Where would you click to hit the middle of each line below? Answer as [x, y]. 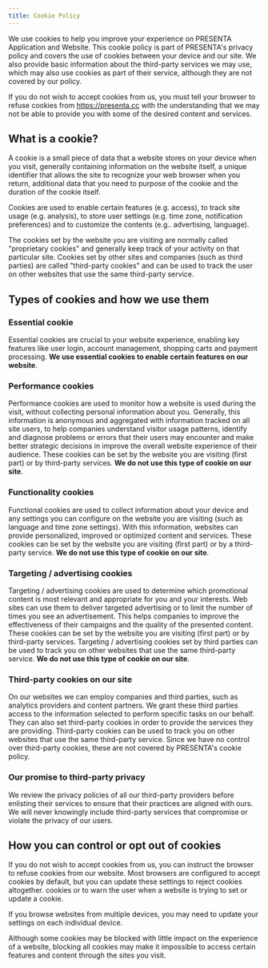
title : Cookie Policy [44, 16]
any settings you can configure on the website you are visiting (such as [126, 518]
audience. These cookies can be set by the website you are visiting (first [128, 454]
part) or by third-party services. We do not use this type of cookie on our [130, 463]
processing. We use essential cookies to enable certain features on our [128, 357]
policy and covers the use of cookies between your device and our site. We [132, 55]
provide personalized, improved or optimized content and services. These [130, 535]
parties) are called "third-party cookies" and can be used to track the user [131, 266]
